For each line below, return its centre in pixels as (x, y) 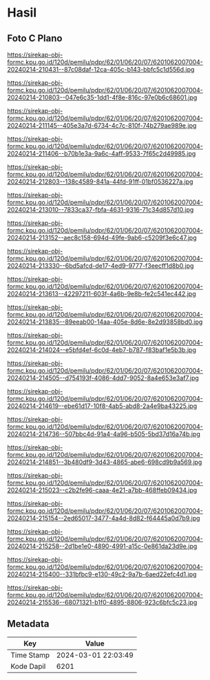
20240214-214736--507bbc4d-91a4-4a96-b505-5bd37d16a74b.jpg (104, 434)
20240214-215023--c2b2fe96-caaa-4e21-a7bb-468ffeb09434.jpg (102, 490)
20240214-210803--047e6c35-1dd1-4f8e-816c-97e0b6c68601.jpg (102, 97)
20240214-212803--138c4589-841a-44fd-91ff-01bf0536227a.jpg (100, 182)
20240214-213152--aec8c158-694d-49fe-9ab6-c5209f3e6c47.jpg (102, 237)
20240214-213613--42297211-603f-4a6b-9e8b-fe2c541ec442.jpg (102, 294)
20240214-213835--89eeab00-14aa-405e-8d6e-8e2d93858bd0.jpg (105, 322)
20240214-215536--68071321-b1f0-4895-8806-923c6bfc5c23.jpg (102, 602)
